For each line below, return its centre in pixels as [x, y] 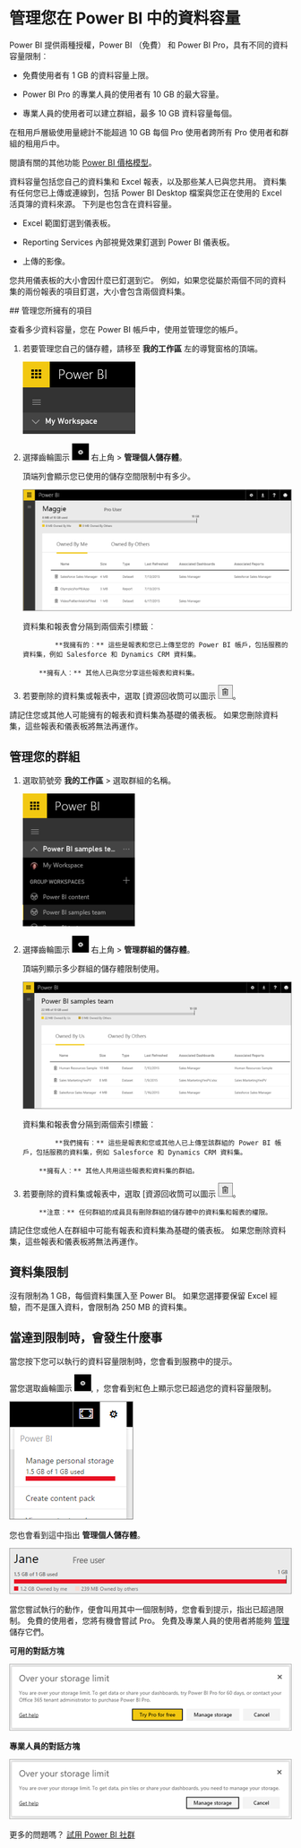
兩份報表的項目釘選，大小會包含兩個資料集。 [107, 291]
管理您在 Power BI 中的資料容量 [125, 18]
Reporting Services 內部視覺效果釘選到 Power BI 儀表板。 [128, 242]
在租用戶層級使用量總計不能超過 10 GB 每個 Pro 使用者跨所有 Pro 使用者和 [145, 132]
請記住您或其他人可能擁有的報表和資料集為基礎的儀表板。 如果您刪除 [136, 714]
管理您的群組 [45, 757]
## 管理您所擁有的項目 [51, 310]
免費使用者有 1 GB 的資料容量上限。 [88, 75]
